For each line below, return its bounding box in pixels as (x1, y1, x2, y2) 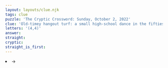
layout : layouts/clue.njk (5, 7, 59, 12)
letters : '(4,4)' (5, 26, 41, 31)
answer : (5, 30, 21, 35)
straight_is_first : (5, 44, 46, 49)
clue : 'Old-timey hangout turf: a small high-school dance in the (5, 21, 146, 26)
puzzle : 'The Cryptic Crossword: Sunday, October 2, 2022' (5, 16, 131, 21)
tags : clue (5, 12, 28, 17)
